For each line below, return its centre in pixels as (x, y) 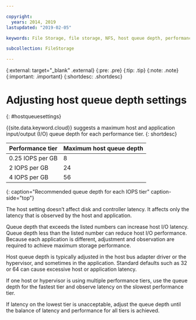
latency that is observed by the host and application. (69, 216)
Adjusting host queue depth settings (97, 100)
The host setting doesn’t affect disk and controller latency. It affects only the (98, 209)
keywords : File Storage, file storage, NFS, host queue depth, (85, 38)
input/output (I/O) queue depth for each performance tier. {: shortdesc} (92, 134)
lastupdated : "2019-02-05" (39, 27)
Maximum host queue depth (103, 149)
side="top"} (20, 198)
